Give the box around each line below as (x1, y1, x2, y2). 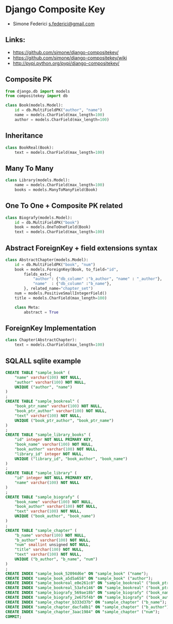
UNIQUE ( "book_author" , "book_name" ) (14, 513, 96, 519)
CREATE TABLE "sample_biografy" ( (5, 494, 80, 500)
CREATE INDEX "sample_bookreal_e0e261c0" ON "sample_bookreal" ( (5, 580, 148, 586)
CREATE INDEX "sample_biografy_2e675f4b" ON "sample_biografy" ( (5, 595, 148, 600)
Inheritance (5, 131, 43, 140)
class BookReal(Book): (5, 145, 54, 150)
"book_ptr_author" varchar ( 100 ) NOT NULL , (14, 408, 107, 414)
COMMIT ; (5, 614, 22, 619)
